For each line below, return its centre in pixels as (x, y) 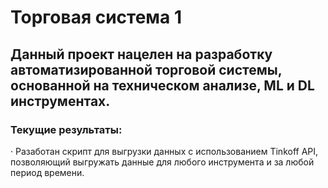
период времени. (47, 172)
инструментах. (60, 101)
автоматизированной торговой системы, (146, 69)
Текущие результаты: (66, 129)
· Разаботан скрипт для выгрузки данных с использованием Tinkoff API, (164, 151)
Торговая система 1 (96, 17)
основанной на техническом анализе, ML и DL (162, 85)
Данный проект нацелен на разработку (141, 54)
